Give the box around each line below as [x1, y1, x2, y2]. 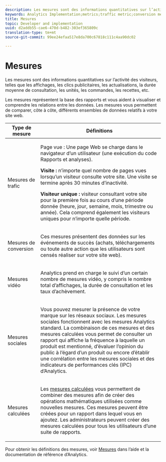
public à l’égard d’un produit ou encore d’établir [40, 349, 150, 356]
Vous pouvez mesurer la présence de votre [40, 306, 140, 312]
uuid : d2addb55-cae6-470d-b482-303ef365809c [5, 26, 98, 31]
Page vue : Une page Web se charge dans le [40, 144, 143, 151]
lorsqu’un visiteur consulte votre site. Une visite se [40, 173, 157, 180]
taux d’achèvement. [40, 288, 86, 295]
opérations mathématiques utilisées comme [40, 398, 142, 405]
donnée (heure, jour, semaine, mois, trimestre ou [40, 203, 153, 210]
